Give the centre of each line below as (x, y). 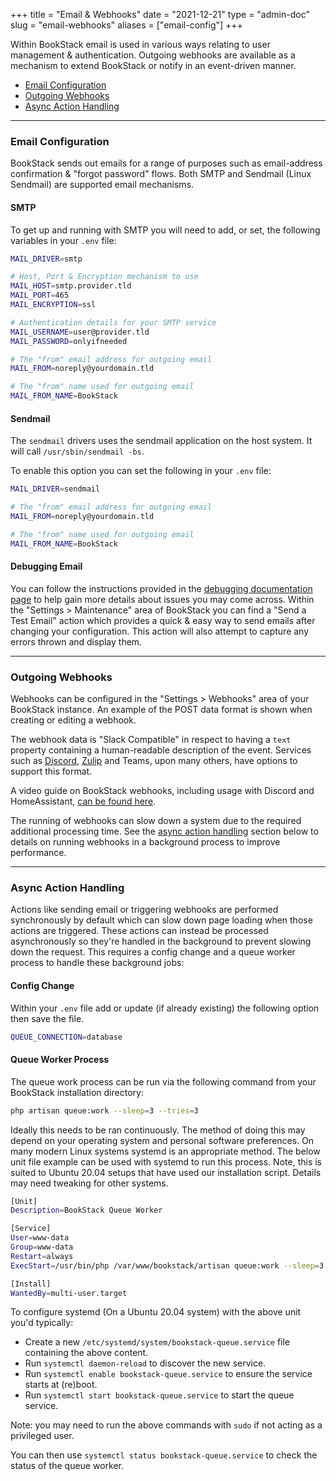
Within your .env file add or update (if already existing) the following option (165, 1008)
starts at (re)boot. (61, 1385)
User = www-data (40, 1238)
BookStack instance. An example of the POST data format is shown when (161, 710)
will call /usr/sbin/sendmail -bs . (77, 451)
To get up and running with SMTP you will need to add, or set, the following (165, 230)
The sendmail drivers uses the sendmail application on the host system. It (161, 441)
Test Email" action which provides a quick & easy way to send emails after (163, 620)
